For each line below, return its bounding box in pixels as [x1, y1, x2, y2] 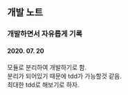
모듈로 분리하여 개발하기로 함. [7, 63, 87, 71]
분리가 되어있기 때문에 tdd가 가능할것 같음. [7, 71, 122, 80]
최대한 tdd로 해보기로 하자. [7, 80, 80, 89]
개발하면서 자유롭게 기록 [7, 29, 83, 39]
